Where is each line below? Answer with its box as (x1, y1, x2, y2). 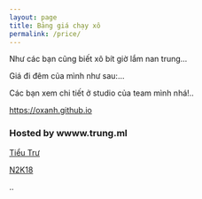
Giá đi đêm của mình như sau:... (9, 71, 125, 81)
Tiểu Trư (9, 147, 40, 157)
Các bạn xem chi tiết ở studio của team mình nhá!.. (9, 88, 195, 98)
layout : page (9, 12, 58, 22)
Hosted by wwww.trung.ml (9, 127, 128, 140)
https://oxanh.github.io (9, 105, 93, 116)
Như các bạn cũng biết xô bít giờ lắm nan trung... (9, 54, 188, 65)
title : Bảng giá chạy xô (9, 21, 101, 30)
